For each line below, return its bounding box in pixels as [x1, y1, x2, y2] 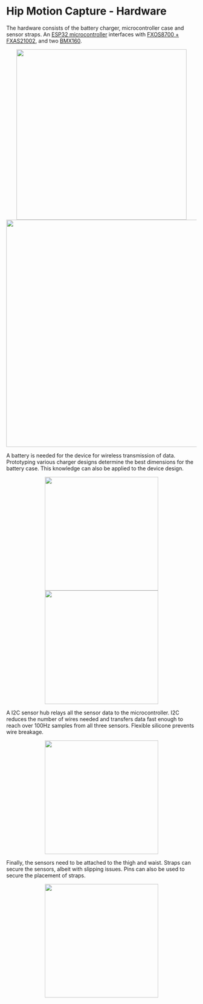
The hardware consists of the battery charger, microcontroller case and [6, 24, 184, 32]
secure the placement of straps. [6, 871, 86, 879]
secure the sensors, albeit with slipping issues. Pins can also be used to [6, 865, 185, 873]
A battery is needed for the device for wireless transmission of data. [6, 451, 176, 459]
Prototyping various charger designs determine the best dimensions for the [6, 458, 194, 465]
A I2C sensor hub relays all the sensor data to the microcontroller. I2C [6, 709, 179, 716]
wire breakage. [6, 728, 44, 736]
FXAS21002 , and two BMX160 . [6, 37, 83, 44]
